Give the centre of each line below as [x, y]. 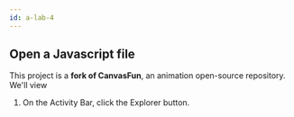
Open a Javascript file [72, 54]
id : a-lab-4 [32, 18]
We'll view [28, 85]
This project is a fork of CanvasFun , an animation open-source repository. [147, 76]
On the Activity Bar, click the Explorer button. [106, 103]
